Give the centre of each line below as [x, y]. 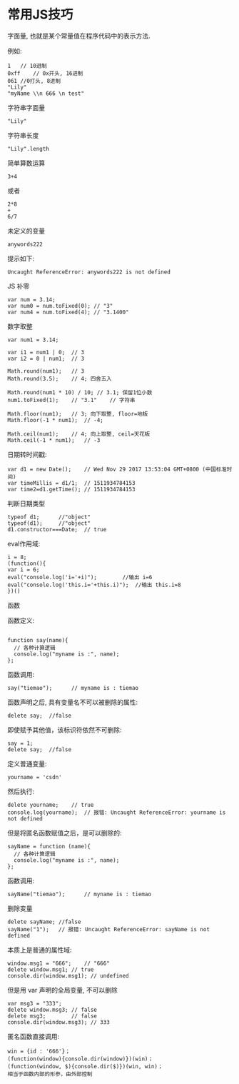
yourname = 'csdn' [35, 777]
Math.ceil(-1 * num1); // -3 [54, 440]
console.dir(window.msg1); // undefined [68, 975]
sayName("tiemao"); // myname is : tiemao [80, 894]
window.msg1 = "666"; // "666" [59, 963]
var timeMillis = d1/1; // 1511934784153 [71, 483]
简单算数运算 [26, 163]
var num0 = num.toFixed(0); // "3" [60, 306]
